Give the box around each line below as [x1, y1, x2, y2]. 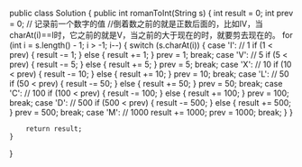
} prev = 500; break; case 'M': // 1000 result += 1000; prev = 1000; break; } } [9, 107, 293, 117]
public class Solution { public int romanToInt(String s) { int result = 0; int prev [9, 8, 294, 18]
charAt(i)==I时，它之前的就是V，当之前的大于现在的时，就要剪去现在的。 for [9, 30, 293, 40]
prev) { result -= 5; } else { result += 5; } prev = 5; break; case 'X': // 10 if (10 [9, 59, 292, 70]
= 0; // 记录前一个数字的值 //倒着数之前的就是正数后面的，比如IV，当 [9, 18, 263, 29]
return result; [25, 125, 83, 134]
